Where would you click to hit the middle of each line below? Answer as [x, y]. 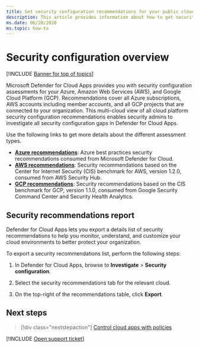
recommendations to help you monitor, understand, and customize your [94, 236]
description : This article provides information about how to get [90, 17]
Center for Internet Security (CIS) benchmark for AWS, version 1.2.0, [98, 171]
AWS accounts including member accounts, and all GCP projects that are [95, 104]
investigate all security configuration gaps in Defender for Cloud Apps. [92, 123]
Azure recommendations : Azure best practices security [84, 152]
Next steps [27, 313]
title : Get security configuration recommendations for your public [92, 12]
